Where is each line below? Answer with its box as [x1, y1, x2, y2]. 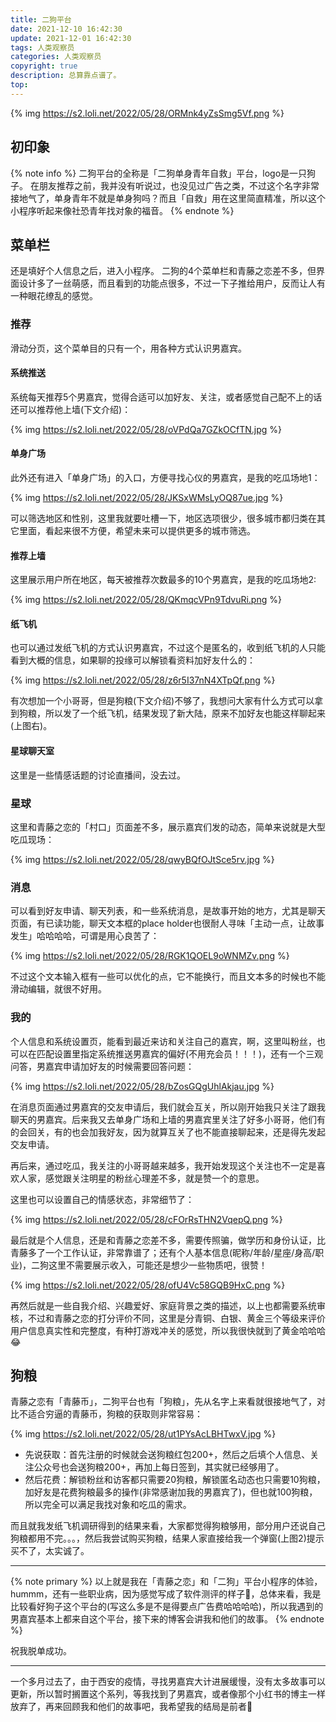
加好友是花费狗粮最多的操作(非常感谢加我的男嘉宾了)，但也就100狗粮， [24, 1486, 318, 1498]
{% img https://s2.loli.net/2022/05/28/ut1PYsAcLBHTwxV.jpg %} [10, 1428, 277, 1440]
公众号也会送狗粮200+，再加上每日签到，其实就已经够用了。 [33, 1461, 285, 1473]
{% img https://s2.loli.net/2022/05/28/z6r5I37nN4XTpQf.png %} [10, 674, 276, 686]
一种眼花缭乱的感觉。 [10, 290, 98, 302]
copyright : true [10, 61, 78, 71]
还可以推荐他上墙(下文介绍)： [10, 403, 132, 415]
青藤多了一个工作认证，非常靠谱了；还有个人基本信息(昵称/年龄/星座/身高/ [10, 1246, 316, 1258]
